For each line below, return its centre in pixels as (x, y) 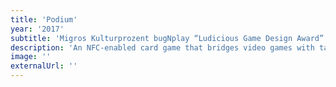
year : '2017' (37, 29)
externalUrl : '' (44, 66)
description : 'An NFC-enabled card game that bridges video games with (162, 47)
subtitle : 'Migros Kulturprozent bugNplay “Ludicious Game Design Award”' (169, 38)
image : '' (31, 57)
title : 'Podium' (44, 19)
